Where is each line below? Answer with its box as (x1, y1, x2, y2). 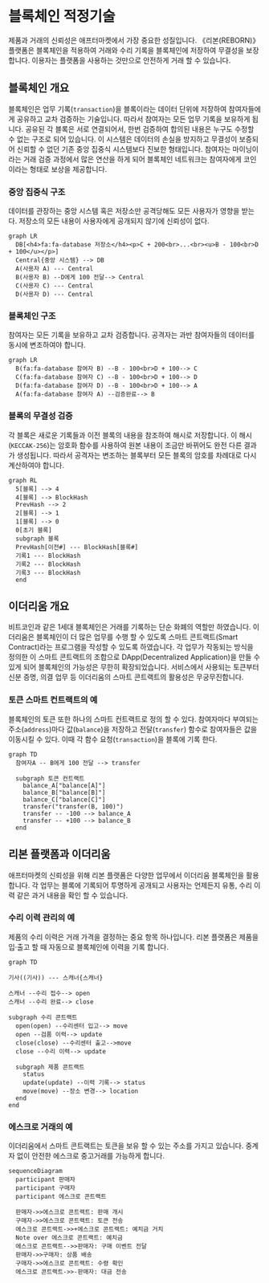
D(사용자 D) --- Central (15, 291, 94, 299)
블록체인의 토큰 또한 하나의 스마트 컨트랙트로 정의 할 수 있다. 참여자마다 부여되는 (8, 714, 259, 723)
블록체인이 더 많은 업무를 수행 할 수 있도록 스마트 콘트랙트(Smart (35, 632, 238, 642)
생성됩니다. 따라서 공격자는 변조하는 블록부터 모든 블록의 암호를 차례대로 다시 (16, 450, 257, 460)
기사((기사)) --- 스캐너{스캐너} (8, 973, 104, 982)
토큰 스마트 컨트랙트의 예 (8, 694, 98, 706)
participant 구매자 (15, 1184, 76, 1192)
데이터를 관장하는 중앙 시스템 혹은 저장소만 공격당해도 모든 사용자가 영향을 (8, 206, 240, 216)
